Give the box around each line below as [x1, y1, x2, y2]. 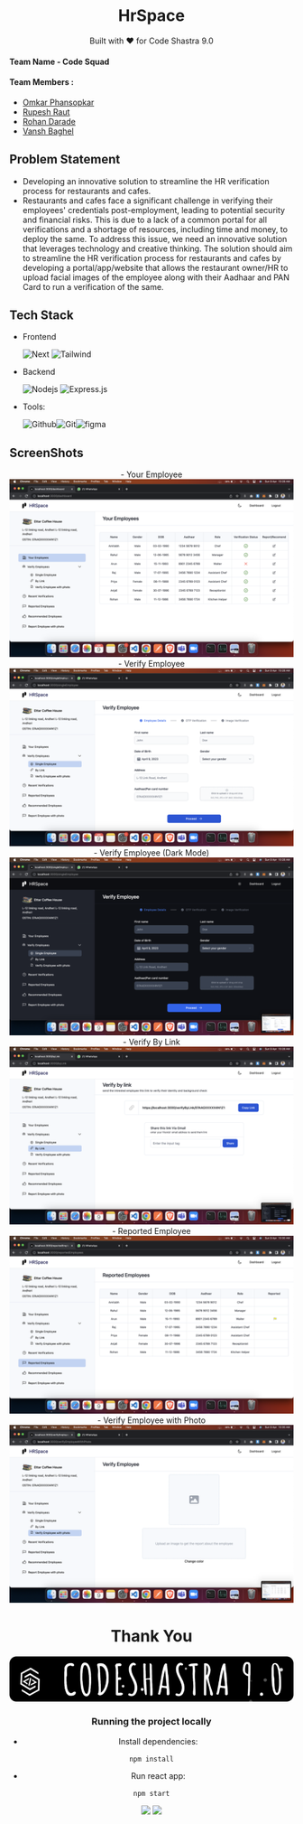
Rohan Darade [22, 116, 77, 126]
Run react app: [130, 1770, 187, 1781]
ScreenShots [9, 444, 84, 461]
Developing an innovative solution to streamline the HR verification [22, 175, 270, 186]
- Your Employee [120, 469, 183, 480]
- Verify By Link [123, 1036, 180, 1048]
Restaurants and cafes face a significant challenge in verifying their [22, 195, 273, 206]
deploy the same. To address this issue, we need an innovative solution [22, 233, 288, 244]
